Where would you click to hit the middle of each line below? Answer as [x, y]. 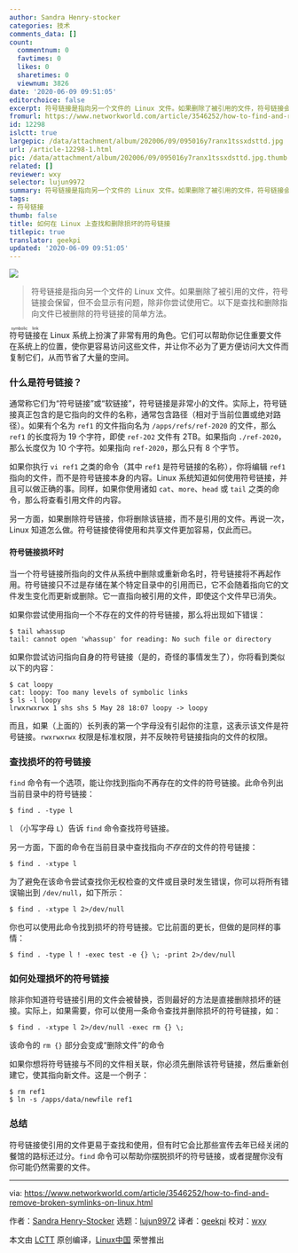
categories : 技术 [40, 26]
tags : [19, 199]
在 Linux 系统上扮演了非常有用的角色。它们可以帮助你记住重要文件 [161, 335]
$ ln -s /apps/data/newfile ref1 [71, 1100]
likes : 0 [33, 67]
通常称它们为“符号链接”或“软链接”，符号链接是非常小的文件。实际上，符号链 [148, 404]
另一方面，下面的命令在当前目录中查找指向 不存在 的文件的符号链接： [133, 847]
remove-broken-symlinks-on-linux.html [81, 1202]
